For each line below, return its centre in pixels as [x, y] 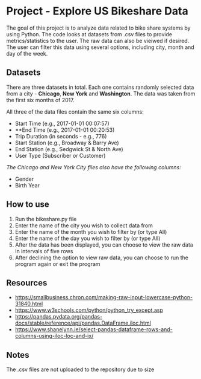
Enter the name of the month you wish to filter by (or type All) [91, 232]
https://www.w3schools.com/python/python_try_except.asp [89, 310]
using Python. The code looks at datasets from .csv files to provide [89, 34]
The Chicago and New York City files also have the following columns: [94, 167]
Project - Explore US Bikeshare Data [97, 11]
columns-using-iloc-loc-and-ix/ [54, 336]
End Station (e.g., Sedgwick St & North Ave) [69, 149]
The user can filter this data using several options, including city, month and [100, 47]
